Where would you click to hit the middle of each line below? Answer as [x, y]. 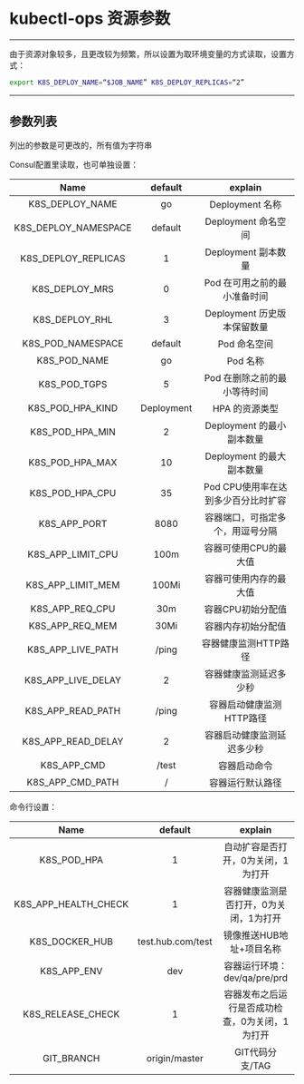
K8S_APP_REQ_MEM [73, 625]
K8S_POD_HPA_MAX [73, 462]
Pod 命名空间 [246, 344]
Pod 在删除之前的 [241, 377]
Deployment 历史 [241, 313]
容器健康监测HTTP [241, 643]
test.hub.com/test [175, 942]
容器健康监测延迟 [241, 674]
